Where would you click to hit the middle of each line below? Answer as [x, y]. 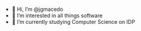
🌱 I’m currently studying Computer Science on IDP [73, 22]
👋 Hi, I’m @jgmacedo [37, 9]
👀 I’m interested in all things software [57, 15]
